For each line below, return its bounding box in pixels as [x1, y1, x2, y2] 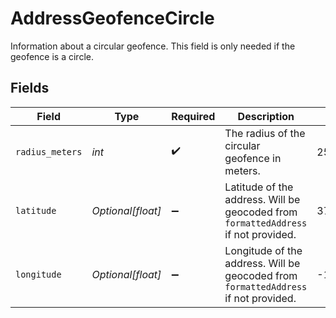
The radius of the [224, 126, 306, 140]
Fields [10, 80, 50, 97]
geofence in [224, 151, 282, 165]
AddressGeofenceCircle [10, 7, 215, 30]
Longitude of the [224, 243, 303, 257]
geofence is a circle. [10, 50, 94, 62]
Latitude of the [224, 180, 294, 194]
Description [237, 109, 295, 123]
